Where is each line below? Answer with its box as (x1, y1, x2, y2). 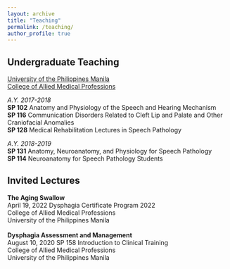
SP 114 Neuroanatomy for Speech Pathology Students (7, 154, 163, 163)
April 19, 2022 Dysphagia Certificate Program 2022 (7, 201, 156, 209)
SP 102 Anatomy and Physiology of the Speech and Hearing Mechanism (7, 104, 217, 112)
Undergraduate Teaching (7, 56, 120, 68)
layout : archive (7, 10, 55, 18)
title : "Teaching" (7, 17, 61, 24)
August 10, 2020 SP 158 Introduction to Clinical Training (7, 238, 169, 246)
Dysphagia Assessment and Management (7, 230, 132, 239)
